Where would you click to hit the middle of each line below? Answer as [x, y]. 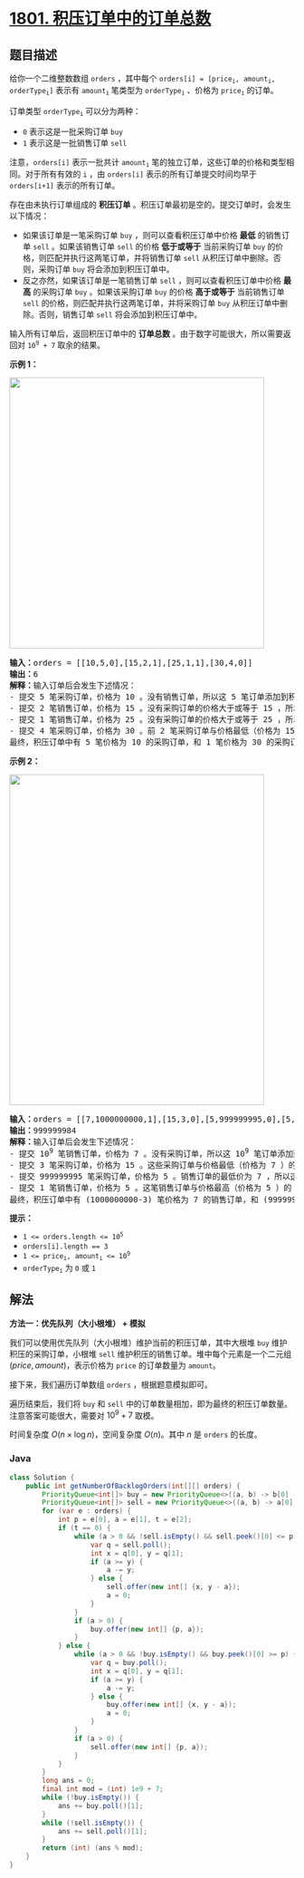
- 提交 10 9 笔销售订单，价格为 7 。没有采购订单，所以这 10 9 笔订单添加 [152, 1152]
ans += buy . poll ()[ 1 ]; [100, 1806]
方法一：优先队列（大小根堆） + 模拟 [78, 1323]
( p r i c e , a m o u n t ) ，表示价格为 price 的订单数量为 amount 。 [115, 1365]
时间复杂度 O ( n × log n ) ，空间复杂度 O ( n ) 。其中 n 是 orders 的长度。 [136, 1435]
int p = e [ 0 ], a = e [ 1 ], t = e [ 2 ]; [125, 1520]
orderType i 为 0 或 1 [59, 1268]
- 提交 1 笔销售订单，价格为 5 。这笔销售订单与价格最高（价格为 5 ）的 [151, 1187]
